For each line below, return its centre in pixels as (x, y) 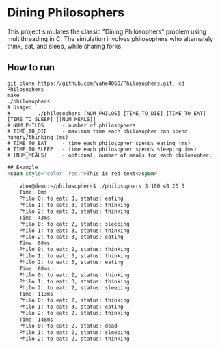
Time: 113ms (36, 294)
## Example (23, 167)
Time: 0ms (33, 192)
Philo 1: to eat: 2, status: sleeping (74, 332)
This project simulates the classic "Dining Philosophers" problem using (107, 31)
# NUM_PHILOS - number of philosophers (71, 125)
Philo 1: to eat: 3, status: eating (72, 307)
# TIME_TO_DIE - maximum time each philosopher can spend (97, 131)
